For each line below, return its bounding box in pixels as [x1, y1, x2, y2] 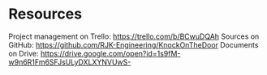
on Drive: [8, 48, 39, 58]
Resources [8, 5, 83, 23]
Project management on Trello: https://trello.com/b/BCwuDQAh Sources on [8, 31, 260, 41]
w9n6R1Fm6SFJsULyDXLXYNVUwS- [8, 57, 131, 67]
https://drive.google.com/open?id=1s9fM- [40, 48, 181, 58]
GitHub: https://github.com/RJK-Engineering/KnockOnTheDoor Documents [8, 40, 259, 49]
